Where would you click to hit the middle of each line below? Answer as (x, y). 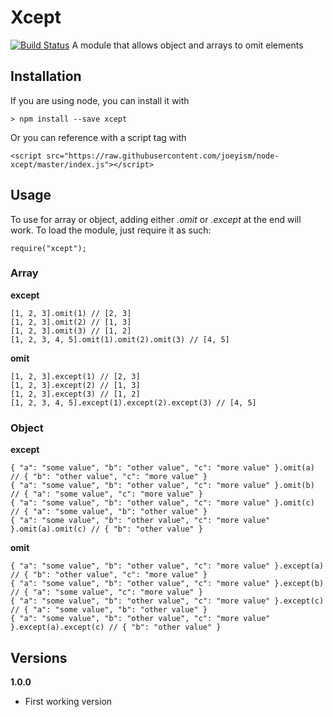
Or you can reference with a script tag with (98, 137)
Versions (39, 657)
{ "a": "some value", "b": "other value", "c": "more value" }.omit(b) (162, 486)
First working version (68, 701)
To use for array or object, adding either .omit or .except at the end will (156, 219)
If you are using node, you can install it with (100, 100)
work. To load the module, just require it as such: (111, 230)
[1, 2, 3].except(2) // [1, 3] (75, 385)
